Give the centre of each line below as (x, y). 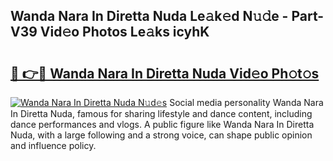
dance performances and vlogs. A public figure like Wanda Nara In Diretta (162, 124)
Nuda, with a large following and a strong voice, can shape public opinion (161, 135)
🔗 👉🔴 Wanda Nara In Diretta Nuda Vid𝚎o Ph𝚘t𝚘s (165, 73)
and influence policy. (53, 145)
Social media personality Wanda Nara (246, 102)
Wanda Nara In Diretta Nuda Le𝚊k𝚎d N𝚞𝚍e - (149, 16)
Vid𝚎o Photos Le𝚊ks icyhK (124, 32)
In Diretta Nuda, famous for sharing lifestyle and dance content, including (161, 113)
